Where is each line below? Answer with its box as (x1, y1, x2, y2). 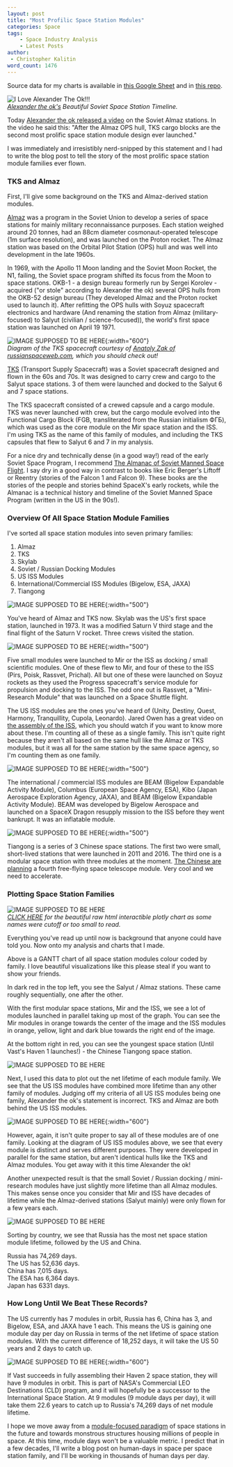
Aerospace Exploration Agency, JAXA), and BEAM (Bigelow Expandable (7, 793, 213, 801)
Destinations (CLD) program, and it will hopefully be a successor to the (7, 1386, 211, 1394)
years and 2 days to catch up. (7, 1344, 93, 1353)
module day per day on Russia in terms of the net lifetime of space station (7, 1329, 219, 1337)
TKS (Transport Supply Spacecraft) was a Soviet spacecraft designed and (7, 364, 219, 373)
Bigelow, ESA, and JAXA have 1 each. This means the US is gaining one (7, 1322, 212, 1330)
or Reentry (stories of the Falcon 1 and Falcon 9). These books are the (7, 473, 207, 482)
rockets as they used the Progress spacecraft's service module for (7, 678, 198, 687)
